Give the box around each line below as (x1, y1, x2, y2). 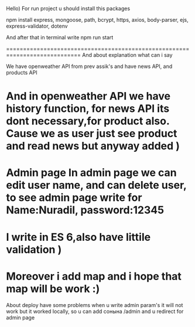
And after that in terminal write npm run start (6, 34, 114, 40)
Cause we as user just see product (6, 127, 177, 140)
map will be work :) (6, 282, 100, 295)
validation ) (6, 243, 62, 256)
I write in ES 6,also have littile (6, 230, 151, 244)
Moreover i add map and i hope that (6, 270, 182, 283)
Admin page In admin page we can (6, 166, 177, 179)
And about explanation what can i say (81, 52, 173, 58)
